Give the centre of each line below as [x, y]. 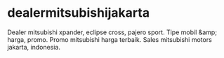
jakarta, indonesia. [34, 47]
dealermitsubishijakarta [78, 13]
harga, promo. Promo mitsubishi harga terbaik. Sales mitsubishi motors [110, 39]
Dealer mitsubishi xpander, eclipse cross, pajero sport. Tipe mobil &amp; [112, 32]
